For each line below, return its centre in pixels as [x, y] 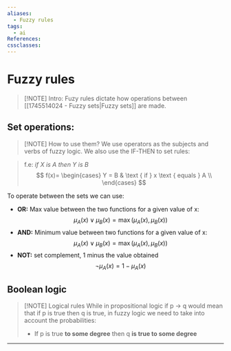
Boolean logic [37, 289]
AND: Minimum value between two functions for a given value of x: [112, 232]
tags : [15, 26]
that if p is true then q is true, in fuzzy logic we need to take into [114, 313]
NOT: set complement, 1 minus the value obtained [88, 256]
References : [24, 39]
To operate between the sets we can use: [66, 196]
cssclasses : [24, 45]
